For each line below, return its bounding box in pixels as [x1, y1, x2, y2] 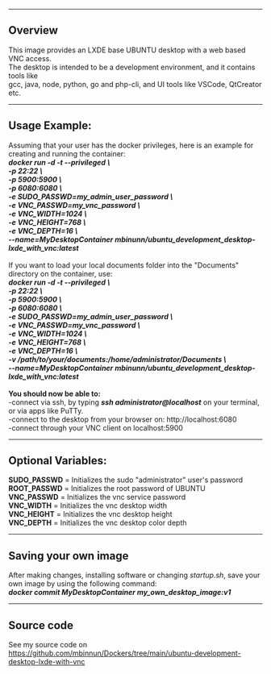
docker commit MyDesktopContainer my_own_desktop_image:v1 [8, 588, 231, 597]
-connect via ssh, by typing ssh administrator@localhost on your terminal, [8, 397, 260, 407]
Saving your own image [8, 549, 129, 563]
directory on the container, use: [8, 268, 113, 278]
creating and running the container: [8, 148, 127, 158]
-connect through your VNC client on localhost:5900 [8, 422, 184, 432]
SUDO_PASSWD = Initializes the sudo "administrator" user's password [8, 475, 244, 485]
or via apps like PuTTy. [8, 406, 84, 415]
